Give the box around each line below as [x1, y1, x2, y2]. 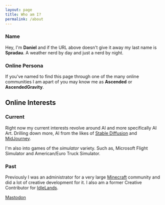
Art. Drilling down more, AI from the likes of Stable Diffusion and [5, 130, 137, 136]
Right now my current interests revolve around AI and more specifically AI [5, 125, 157, 131]
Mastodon [5, 194, 26, 200]
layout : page [5, 7, 32, 12]
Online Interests [5, 98, 56, 107]
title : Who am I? [5, 12, 41, 17]
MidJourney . [5, 135, 31, 141]
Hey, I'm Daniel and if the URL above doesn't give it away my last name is [5, 44, 157, 50]
